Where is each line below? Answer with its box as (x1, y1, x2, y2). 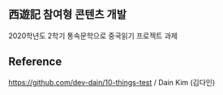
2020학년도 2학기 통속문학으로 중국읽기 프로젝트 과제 (8, 31, 178, 41)
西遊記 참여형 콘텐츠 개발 (8, 7, 127, 22)
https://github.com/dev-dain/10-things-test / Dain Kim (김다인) (8, 77, 216, 87)
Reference (8, 55, 62, 69)
